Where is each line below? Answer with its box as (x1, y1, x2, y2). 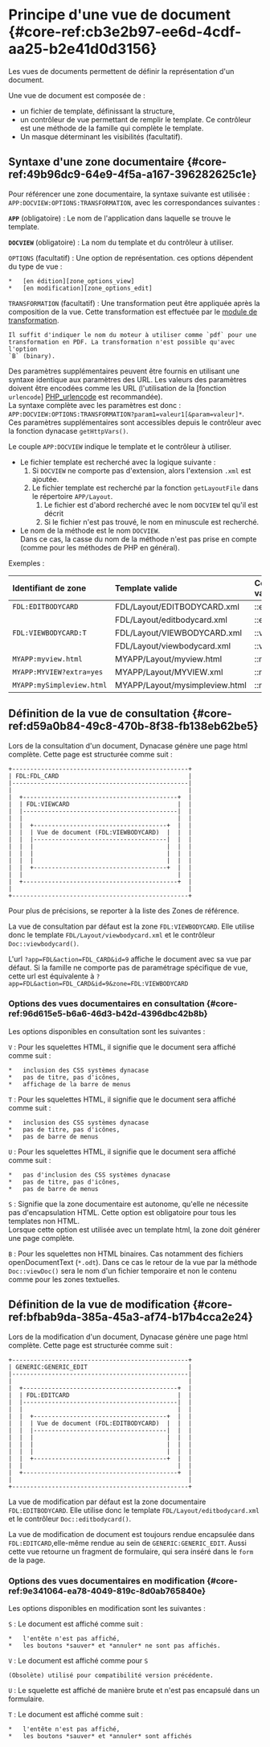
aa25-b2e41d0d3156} (8, 40, 157, 58)
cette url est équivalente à (8, 971, 95, 981)
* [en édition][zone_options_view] (8, 277, 135, 285)
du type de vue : (8, 262, 63, 271)
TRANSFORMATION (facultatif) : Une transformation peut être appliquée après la (8, 298, 260, 307)
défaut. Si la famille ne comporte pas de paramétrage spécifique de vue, (8, 962, 248, 972)
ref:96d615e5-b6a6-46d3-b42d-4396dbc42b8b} (8, 1008, 208, 1020)
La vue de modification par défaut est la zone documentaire (8, 1497, 207, 1506)
